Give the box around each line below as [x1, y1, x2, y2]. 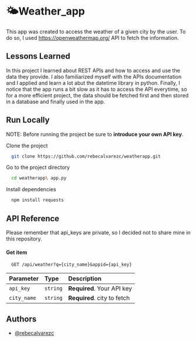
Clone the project [6, 142, 48, 149]
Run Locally [6, 115, 50, 125]
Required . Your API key [68, 285, 132, 293]
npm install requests [11, 197, 64, 203]
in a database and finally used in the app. [6, 98, 105, 105]
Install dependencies [6, 186, 57, 193]
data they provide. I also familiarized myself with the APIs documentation [6, 73, 182, 80]
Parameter [9, 275, 39, 283]
